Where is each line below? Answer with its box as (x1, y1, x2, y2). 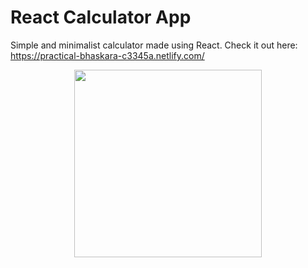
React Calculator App (10, 6, 192, 29)
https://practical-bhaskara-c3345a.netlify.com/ (10, 49, 205, 61)
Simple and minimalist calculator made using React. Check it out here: (10, 39, 298, 51)
